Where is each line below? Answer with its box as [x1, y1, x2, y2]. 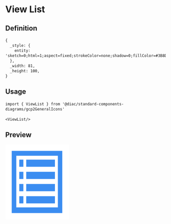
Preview [5, 131, 32, 139]
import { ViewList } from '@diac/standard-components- [5, 101, 124, 106]
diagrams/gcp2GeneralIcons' [5, 106, 65, 111]
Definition [5, 24, 37, 33]
